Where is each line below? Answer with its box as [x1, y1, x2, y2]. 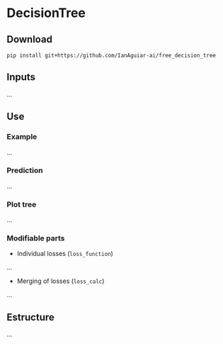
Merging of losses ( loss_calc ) [16, 277, 105, 285]
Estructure [6, 311, 55, 323]
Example [6, 132, 38, 142]
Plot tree [6, 199, 37, 209]
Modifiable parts [6, 233, 65, 243]
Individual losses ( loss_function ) [16, 250, 114, 258]
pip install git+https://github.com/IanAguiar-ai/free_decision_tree [6, 52, 217, 59]
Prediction [6, 165, 43, 175]
